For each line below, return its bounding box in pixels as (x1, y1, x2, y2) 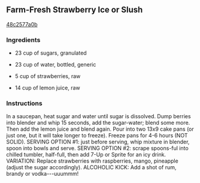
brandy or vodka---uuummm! (6, 170, 79, 178)
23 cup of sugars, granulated (14, 49, 87, 56)
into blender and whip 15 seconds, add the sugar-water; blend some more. (6, 119, 190, 127)
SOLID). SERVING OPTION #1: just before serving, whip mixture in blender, (6, 138, 190, 146)
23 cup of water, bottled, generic (14, 61, 96, 68)
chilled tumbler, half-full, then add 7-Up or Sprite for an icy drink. (6, 151, 166, 158)
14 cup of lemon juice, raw (14, 84, 80, 92)
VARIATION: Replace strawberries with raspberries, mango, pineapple (6, 157, 178, 164)
